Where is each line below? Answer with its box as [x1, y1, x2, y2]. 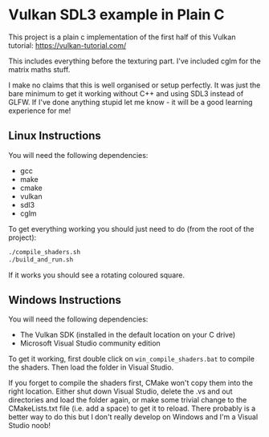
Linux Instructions [8, 129, 102, 143]
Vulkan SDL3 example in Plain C [8, 6, 225, 24]
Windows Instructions [8, 293, 122, 306]
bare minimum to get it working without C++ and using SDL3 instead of [8, 88, 244, 98]
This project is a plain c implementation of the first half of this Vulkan [8, 32, 236, 42]
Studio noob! [8, 421, 51, 431]
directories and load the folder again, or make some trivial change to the [8, 395, 247, 405]
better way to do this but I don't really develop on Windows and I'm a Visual [8, 412, 259, 422]
